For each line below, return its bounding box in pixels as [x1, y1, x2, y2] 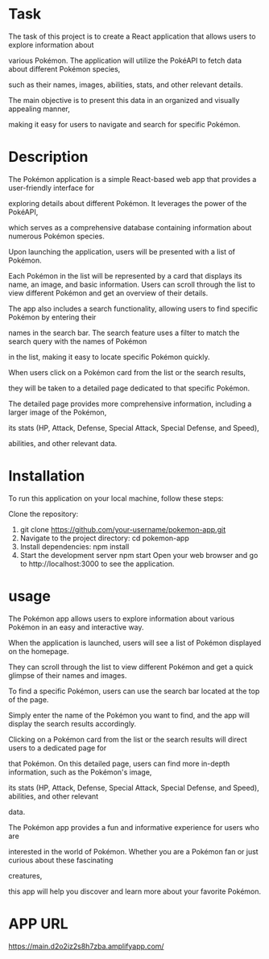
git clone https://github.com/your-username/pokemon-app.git [19, 524, 226, 534]
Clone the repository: [8, 509, 79, 519]
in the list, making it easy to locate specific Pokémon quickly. [8, 352, 210, 362]
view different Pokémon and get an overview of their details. [8, 287, 209, 298]
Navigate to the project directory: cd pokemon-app [19, 533, 189, 543]
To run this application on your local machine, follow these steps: [8, 493, 224, 503]
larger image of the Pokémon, [8, 407, 107, 417]
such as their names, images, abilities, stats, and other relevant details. [8, 80, 243, 89]
